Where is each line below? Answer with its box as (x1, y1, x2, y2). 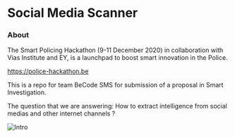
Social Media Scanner (7, 5, 138, 21)
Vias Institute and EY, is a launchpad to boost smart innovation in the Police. (7, 54, 228, 62)
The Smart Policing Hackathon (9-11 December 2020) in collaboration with (7, 46, 224, 54)
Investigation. (7, 88, 47, 96)
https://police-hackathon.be (7, 67, 89, 75)
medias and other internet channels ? (7, 109, 116, 118)
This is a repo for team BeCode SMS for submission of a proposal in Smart (7, 81, 224, 89)
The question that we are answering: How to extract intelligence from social (7, 102, 227, 111)
